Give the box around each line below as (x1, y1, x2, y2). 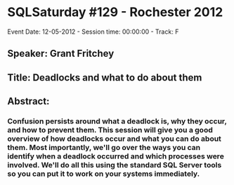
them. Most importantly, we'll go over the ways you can (7, 143, 201, 153)
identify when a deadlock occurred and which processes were (7, 151, 225, 161)
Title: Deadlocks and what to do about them (7, 71, 202, 83)
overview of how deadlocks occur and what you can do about (7, 134, 221, 144)
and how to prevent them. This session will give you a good (7, 125, 213, 135)
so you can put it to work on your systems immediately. (7, 169, 200, 179)
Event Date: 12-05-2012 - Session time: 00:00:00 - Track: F (7, 27, 179, 36)
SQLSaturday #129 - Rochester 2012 (7, 4, 223, 20)
